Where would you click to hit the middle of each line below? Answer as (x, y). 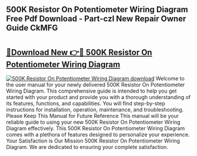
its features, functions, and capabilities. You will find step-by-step (86, 103)
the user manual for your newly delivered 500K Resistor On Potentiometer (96, 85)
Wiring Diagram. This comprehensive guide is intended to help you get (91, 91)
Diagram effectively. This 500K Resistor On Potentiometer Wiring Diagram (96, 128)
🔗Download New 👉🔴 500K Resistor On (79, 52)
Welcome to (170, 78)
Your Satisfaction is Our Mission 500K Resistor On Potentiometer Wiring (93, 141)
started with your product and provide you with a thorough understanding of (98, 97)
